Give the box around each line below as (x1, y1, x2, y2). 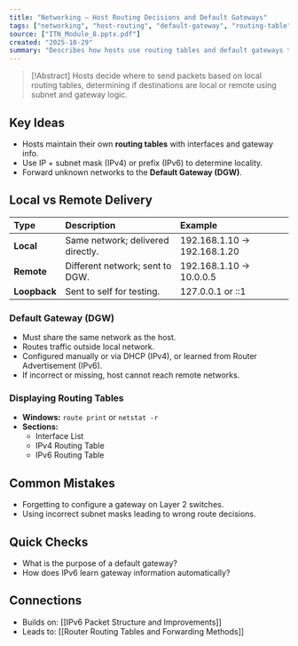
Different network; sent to (65, 259, 172, 272)
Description (65, 219, 116, 231)
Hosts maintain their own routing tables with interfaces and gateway (21, 139, 273, 149)
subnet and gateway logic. (30, 90, 129, 100)
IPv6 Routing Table (35, 450, 105, 460)
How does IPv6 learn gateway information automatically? (21, 567, 231, 578)
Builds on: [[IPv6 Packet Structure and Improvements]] (21, 617, 222, 627)
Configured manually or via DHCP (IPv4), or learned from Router (21, 351, 257, 362)
